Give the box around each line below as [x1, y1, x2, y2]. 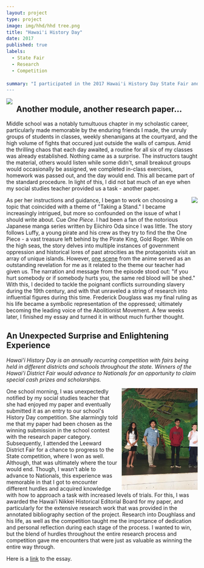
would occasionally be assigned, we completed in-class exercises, [6, 165, 173, 173]
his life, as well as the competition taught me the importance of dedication [6, 517, 192, 524]
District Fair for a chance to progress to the [6, 446, 114, 453]
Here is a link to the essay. [6, 555, 72, 562]
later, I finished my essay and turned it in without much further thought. [6, 313, 185, 321]
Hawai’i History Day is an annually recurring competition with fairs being [6, 357, 189, 364]
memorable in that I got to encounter [6, 478, 98, 486]
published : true [6, 42, 47, 48]
